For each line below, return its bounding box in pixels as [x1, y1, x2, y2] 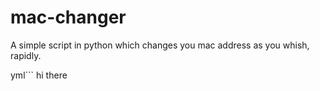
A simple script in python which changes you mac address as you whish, [10, 39, 310, 51]
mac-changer [10, 6, 127, 29]
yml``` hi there [10, 69, 68, 81]
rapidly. [10, 49, 42, 61]
